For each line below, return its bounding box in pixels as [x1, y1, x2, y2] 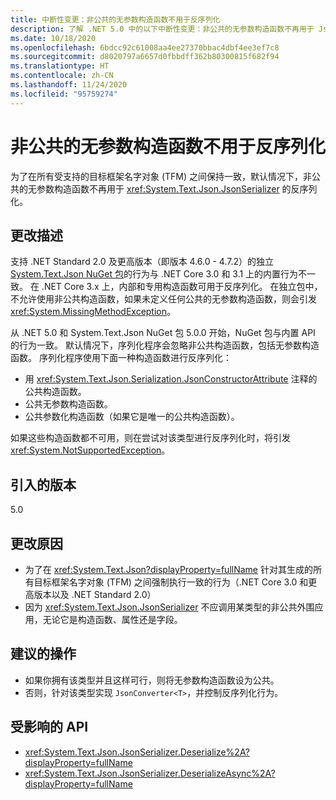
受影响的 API [10, 719, 89, 736]
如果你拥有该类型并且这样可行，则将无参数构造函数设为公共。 [24, 674, 280, 686]
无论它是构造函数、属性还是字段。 [42, 614, 183, 625]
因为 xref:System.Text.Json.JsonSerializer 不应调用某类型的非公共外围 [24, 601, 315, 613]
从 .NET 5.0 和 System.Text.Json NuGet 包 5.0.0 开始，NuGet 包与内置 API [10, 327, 316, 339]
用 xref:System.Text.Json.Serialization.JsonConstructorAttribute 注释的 [24, 373, 318, 385]
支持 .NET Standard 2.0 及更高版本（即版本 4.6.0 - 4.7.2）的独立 [10, 256, 275, 268]
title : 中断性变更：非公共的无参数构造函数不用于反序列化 [10, 14, 221, 25]
